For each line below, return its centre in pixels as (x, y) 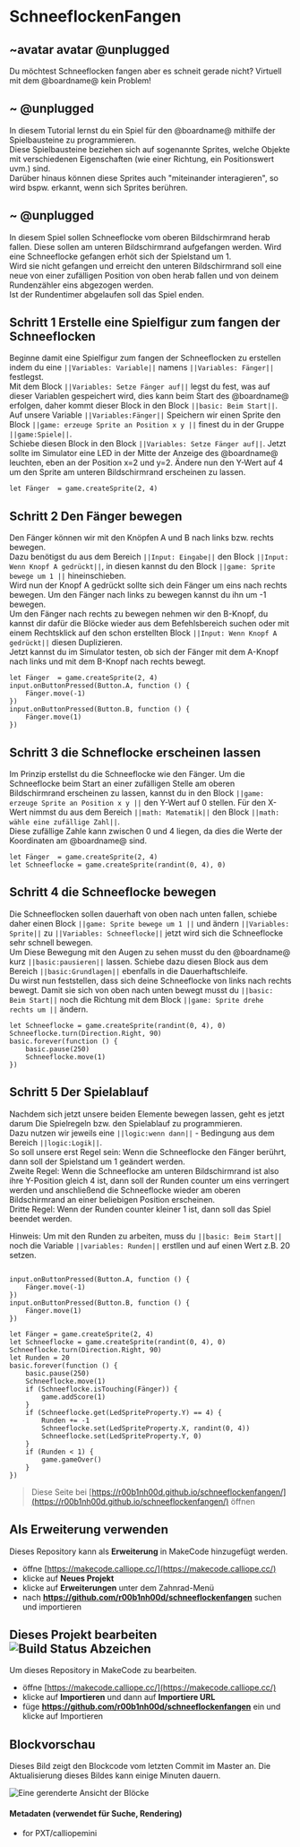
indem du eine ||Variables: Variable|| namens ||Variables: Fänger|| (142, 367)
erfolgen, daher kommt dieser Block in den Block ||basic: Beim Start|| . (144, 406)
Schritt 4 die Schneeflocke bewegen (113, 892)
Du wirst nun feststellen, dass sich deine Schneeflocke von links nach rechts (150, 980)
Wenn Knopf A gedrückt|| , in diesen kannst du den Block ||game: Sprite (142, 566)
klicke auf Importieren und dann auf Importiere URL (119, 1697)
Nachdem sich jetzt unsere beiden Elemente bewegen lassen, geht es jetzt (147, 1114)
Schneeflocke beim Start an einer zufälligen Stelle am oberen (122, 784)
